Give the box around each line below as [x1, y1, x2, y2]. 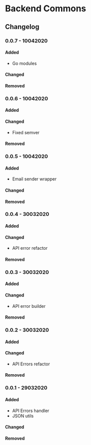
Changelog [5, 23, 40, 31]
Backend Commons [5, 3, 87, 14]
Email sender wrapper [12, 176, 57, 182]
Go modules [12, 60, 37, 66]
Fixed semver [12, 129, 40, 135]
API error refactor [12, 245, 48, 251]
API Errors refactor [12, 361, 50, 367]
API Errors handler [12, 408, 49, 414]
